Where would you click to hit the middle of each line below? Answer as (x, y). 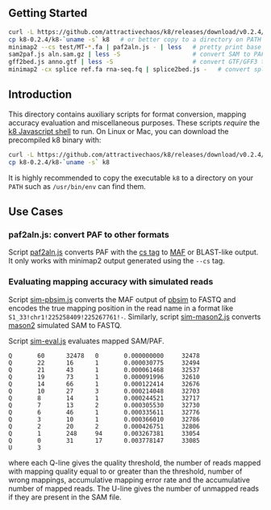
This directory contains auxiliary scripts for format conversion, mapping (127, 114)
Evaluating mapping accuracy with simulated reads (111, 282)
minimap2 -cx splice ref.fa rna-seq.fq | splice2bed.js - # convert (129, 70)
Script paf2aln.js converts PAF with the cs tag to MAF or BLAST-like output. (133, 252)
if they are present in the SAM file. (65, 497)
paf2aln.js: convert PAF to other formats (89, 234)
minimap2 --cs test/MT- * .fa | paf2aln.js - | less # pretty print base (135, 47)
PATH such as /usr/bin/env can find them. (77, 186)
